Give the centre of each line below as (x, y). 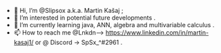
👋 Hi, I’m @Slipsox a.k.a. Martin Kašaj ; (68, 11)
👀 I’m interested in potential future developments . (85, 18)
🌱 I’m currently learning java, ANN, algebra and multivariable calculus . (114, 25)
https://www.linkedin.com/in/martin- (157, 33)
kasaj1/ (23, 42)
